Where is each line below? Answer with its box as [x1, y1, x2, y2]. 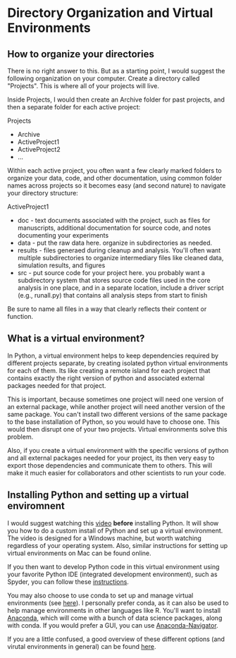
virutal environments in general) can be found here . [7, 642, 156, 650]
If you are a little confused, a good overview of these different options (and [7, 635, 225, 643]
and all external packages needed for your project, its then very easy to [7, 453, 215, 462]
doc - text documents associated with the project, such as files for [17, 217, 211, 224]
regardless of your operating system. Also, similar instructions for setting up [7, 541, 228, 549]
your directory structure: [7, 189, 79, 197]
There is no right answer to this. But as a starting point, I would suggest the [7, 67, 225, 75]
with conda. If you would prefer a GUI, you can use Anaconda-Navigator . [7, 621, 218, 629]
